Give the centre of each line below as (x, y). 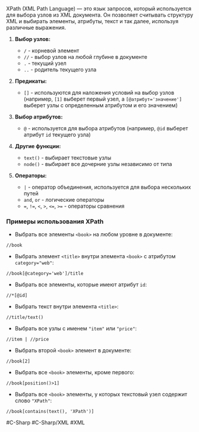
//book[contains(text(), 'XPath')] (50, 412)
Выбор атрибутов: (39, 117)
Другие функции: (38, 146)
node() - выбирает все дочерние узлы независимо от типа (98, 164)
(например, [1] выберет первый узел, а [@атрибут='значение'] (103, 99)
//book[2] (18, 361)
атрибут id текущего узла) (57, 134)
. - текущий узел (45, 63)
